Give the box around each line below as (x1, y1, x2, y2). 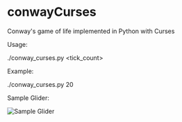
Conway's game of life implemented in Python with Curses (7, 27, 175, 35)
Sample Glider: (7, 94, 50, 102)
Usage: (7, 40, 28, 48)
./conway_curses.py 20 (7, 80, 74, 88)
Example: (7, 67, 34, 75)
